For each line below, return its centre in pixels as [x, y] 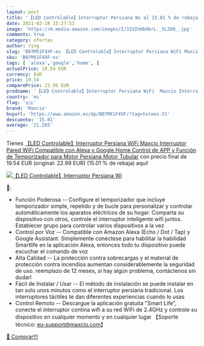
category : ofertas [30, 40]
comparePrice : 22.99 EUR [38, 86]
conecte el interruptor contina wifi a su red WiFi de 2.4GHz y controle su [106, 310]
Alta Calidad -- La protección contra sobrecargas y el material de [97, 258]
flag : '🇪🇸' [21, 102]
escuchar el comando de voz [51, 252]
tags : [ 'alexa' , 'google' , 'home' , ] [53, 63]
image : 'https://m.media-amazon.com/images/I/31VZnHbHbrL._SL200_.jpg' [99, 29]
